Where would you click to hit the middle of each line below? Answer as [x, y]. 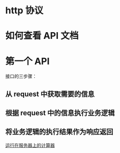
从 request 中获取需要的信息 [50, 94]
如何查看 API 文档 [42, 36]
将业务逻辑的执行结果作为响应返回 [59, 132]
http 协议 [24, 10]
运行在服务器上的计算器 [30, 145]
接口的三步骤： [21, 76]
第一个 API [27, 61]
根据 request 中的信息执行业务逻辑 [60, 113]
